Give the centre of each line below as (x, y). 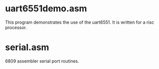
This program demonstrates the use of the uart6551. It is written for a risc (80, 22)
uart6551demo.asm (46, 9)
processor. (16, 27)
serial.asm (27, 48)
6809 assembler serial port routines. (42, 61)
